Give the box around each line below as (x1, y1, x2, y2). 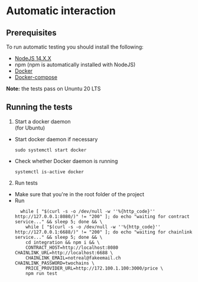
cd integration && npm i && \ (25, 239, 100, 245)
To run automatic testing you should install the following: (6, 43, 144, 50)
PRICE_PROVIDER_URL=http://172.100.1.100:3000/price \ (25, 265, 164, 271)
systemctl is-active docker (14, 168, 84, 175)
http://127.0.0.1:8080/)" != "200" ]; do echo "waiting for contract (14, 213, 190, 219)
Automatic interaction (6, 4, 116, 18)
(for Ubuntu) (14, 124, 46, 131)
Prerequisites (6, 28, 57, 38)
